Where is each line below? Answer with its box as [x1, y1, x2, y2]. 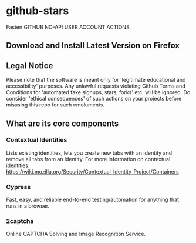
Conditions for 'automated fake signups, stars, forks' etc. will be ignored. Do [6, 89, 191, 96]
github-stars [6, 4, 69, 18]
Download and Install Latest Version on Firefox [6, 41, 180, 51]
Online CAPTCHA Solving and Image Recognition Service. [6, 231, 146, 238]
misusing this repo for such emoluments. [6, 101, 104, 108]
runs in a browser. [6, 202, 50, 209]
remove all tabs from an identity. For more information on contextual [6, 155, 171, 162]
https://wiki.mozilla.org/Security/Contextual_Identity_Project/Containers [6, 168, 179, 175]
